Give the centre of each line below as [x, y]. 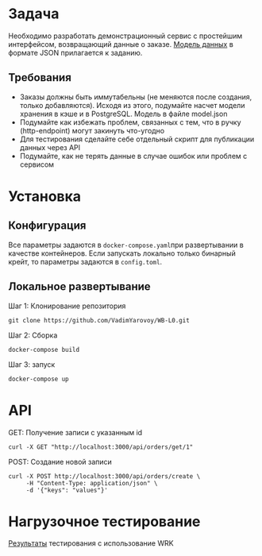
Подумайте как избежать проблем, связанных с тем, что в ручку [130, 122]
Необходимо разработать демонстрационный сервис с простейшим [125, 36]
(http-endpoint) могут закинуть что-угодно [92, 130]
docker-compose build [44, 349]
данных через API [50, 147]
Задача [34, 14]
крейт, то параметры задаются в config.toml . [85, 261]
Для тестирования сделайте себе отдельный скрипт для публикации [137, 139]
